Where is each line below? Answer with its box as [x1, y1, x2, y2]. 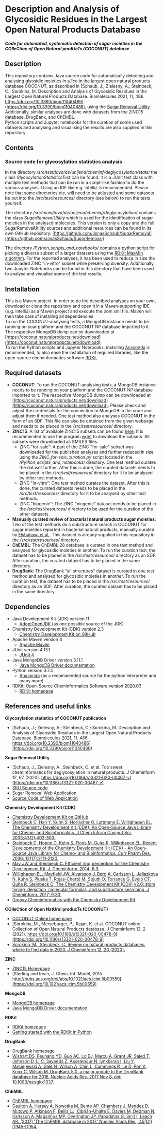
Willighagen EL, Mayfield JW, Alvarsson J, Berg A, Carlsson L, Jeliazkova [12, 871, 158, 877]
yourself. [5, 201, 23, 206]
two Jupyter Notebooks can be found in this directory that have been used [5, 266, 154, 272]
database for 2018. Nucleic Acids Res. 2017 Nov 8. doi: [12, 1074, 122, 1079]
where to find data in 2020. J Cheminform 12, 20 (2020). [12, 947, 125, 952]
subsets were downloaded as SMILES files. [12, 439, 98, 444]
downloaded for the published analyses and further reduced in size [19, 449, 154, 455]
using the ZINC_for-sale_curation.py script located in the [19, 454, 132, 460]
